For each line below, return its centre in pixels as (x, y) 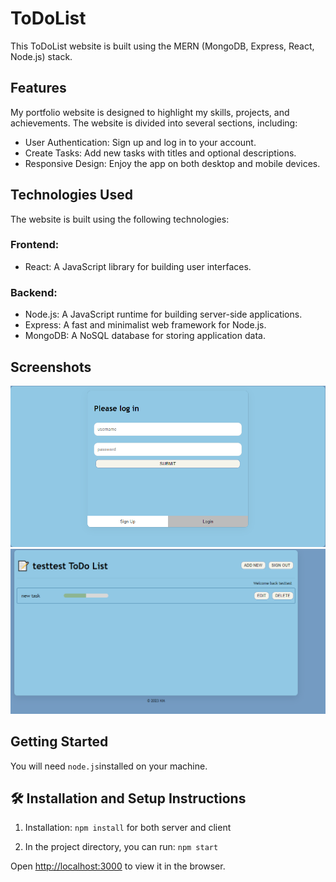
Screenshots (51, 367)
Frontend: (35, 245)
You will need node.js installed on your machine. (109, 766)
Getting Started (59, 742)
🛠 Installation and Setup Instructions (128, 798)
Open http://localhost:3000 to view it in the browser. (118, 866)
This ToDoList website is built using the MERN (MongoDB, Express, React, (162, 46)
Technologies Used (71, 195)
